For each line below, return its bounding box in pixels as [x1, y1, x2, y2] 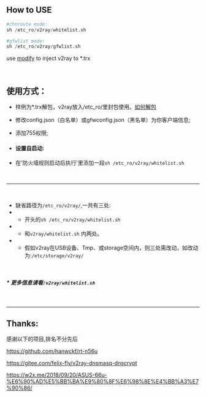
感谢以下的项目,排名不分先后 [6, 335, 78, 342]
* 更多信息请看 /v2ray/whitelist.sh [6, 279, 96, 286]
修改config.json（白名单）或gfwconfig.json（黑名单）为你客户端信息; [15, 116, 191, 124]
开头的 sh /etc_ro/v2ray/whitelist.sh [24, 216, 121, 223]
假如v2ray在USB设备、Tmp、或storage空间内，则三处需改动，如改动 [24, 244, 199, 252]
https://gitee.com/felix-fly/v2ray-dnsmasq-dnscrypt [6, 360, 137, 367]
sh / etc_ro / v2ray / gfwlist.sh [6, 43, 81, 50]
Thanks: [6, 318, 39, 328]
